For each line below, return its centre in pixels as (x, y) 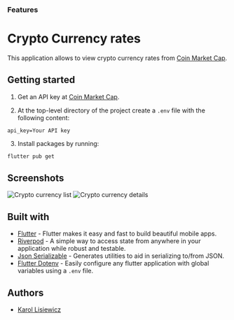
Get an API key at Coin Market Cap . (68, 96)
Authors (26, 292)
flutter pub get (31, 156)
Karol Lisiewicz (39, 310)
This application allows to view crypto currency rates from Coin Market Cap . (117, 58)
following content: (43, 117)
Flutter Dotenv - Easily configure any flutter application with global (113, 263)
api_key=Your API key (39, 131)
